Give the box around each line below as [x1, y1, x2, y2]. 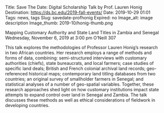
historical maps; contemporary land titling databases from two [29, 71, 156, 76]
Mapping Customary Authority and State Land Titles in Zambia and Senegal [5, 30, 160, 35]
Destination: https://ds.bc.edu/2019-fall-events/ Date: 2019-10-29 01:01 [5, 9, 151, 15]
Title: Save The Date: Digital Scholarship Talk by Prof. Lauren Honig [5, 4, 143, 10]
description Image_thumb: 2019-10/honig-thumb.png [5, 20, 113, 26]
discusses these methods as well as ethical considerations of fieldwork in [5, 97, 156, 103]
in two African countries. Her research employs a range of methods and [5, 50, 152, 56]
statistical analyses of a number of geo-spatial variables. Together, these [5, 81, 154, 87]
